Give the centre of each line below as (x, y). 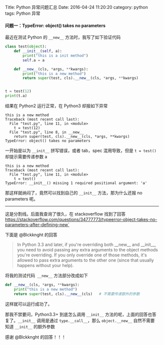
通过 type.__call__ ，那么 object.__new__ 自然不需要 (102, 320)
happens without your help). (45, 266)
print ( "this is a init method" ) (56, 55)
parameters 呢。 (21, 199)
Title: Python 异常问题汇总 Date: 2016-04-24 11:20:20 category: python (76, 7)
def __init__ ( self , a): (38, 51)
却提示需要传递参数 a (26, 157)
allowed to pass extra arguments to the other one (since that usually (85, 260)
